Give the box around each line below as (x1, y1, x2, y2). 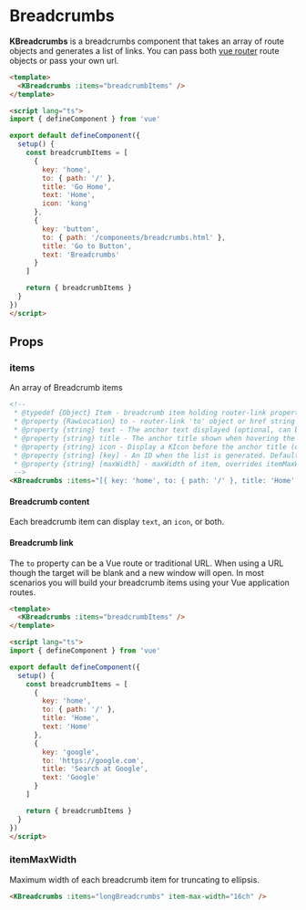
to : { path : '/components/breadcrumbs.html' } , (42, 233, 226, 242)
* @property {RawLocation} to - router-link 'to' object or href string (13, 417, 296, 426)
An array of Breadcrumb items (9, 382, 123, 393)
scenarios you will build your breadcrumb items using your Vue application (9, 577, 290, 588)
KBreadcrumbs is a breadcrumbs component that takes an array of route (9, 36, 285, 47)
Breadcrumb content (9, 496, 90, 507)
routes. (9, 586, 36, 598)
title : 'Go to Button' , (42, 241, 132, 251)
